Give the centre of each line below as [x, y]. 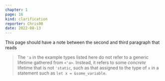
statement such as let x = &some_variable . [62, 73]
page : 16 [14, 14]
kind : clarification [27, 19]
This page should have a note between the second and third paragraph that [82, 42]
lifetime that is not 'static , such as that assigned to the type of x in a [88, 68]
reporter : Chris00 [24, 24]
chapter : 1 [16, 10]
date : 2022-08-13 [23, 28]
